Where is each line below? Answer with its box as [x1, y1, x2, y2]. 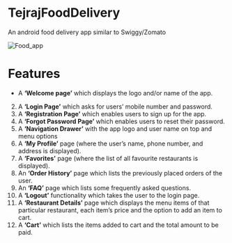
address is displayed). [17, 146, 82, 155]
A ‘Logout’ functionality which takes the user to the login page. [17, 191, 200, 199]
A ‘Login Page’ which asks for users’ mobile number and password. [17, 102, 213, 111]
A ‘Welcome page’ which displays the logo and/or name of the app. [17, 88, 213, 97]
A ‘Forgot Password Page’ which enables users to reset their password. [17, 117, 225, 125]
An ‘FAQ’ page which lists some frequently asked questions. [17, 183, 191, 192]
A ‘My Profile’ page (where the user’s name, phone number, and [17, 139, 203, 148]
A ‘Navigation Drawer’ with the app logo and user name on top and [17, 124, 212, 133]
